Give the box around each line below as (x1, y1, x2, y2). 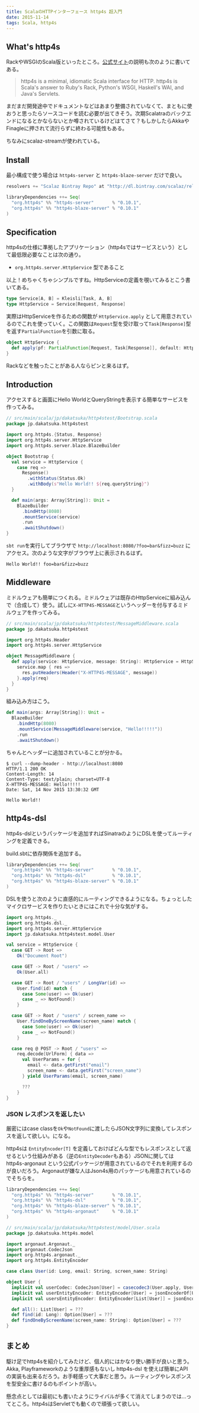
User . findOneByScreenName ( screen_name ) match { (17, 1018, 136, 1024)
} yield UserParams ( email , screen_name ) (21, 1073, 123, 1079)
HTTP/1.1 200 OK (6, 766, 46, 772)
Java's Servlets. (20, 90, 60, 97)
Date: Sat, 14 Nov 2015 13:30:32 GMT (6, 786, 99, 792)
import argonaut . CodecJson (6, 1247, 73, 1252)
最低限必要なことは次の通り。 (11, 251, 84, 259)
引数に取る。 (66, 328, 98, 335)
